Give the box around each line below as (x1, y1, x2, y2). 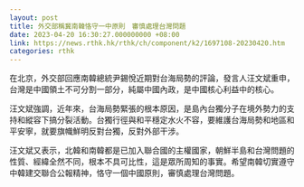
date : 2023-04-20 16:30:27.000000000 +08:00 (9, 30, 180, 39)
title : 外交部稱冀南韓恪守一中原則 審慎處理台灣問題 (9, 22, 186, 31)
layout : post (9, 13, 59, 23)
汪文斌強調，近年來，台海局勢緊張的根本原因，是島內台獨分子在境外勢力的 (9, 103, 287, 114)
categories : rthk (9, 47, 75, 56)
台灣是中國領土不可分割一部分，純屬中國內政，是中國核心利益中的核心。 (9, 84, 279, 95)
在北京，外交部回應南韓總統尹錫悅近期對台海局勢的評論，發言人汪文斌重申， (9, 73, 295, 84)
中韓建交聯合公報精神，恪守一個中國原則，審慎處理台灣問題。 (9, 168, 240, 179)
